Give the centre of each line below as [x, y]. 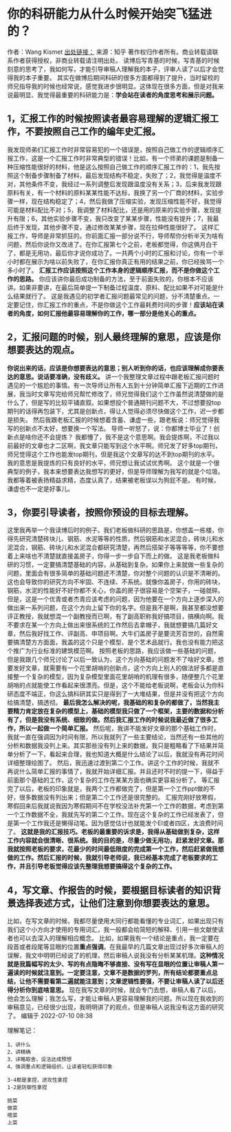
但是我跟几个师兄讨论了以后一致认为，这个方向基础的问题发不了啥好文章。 [112, 660]
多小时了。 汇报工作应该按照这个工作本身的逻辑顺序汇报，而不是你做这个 [110, 270]
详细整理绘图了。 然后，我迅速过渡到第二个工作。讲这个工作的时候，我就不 [113, 763]
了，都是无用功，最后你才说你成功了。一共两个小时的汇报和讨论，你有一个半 [115, 253]
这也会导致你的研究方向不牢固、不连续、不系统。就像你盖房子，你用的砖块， [115, 582]
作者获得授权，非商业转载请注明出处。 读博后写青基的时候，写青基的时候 [116, 60]
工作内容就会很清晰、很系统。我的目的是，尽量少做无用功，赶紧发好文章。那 [115, 840]
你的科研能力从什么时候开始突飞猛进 [110, 14]
